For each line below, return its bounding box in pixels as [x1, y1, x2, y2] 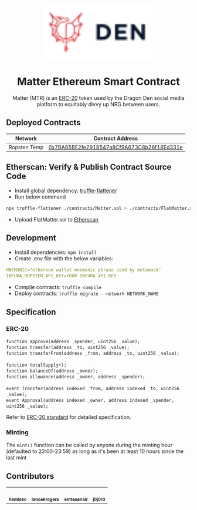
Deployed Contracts [6, 118, 81, 127]
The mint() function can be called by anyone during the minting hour [6, 442, 173, 449]
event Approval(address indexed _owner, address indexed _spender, [6, 397, 175, 403]
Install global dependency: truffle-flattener [14, 187, 117, 194]
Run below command [14, 193, 66, 200]
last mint [6, 454, 27, 461]
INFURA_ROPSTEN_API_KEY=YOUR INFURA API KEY [6, 273, 117, 279]
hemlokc [8, 496, 27, 502]
